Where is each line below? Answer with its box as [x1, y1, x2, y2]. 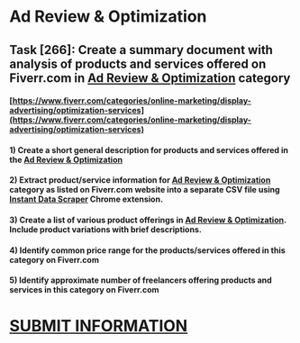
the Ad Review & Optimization [9, 154, 123, 165]
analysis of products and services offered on [9, 56, 267, 71]
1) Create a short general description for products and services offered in [9, 144, 288, 155]
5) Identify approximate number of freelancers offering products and [9, 275, 272, 285]
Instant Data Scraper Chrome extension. [9, 194, 164, 204]
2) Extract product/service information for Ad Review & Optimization [9, 175, 271, 185]
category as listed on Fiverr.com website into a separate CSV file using [9, 185, 281, 195]
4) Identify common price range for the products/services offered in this [9, 245, 286, 256]
